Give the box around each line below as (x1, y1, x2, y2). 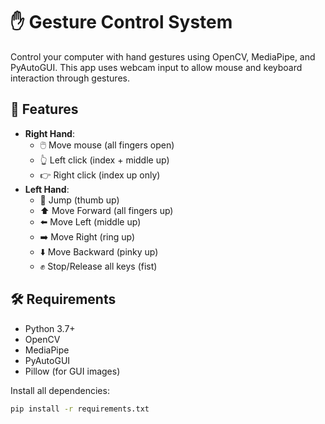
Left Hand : (24, 183, 70, 195)
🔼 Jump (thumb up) (39, 194, 120, 206)
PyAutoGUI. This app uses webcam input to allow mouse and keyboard (10, 61, 303, 73)
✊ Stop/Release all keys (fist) (39, 260, 158, 272)
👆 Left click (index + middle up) (39, 154, 170, 166)
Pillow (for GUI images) (24, 365, 121, 377)
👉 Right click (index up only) (39, 169, 161, 181)
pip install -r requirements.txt (10, 404, 150, 414)
